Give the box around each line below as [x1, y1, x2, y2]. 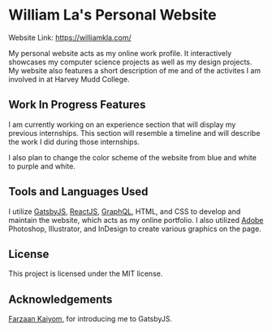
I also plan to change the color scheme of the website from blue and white [8, 152, 257, 162]
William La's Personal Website [8, 6, 217, 24]
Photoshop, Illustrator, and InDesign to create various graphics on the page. [8, 224, 261, 234]
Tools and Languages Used [8, 185, 149, 199]
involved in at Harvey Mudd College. [8, 74, 130, 84]
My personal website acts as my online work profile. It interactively [8, 48, 232, 58]
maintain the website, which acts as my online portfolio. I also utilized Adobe [8, 215, 264, 225]
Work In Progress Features [8, 98, 146, 111]
